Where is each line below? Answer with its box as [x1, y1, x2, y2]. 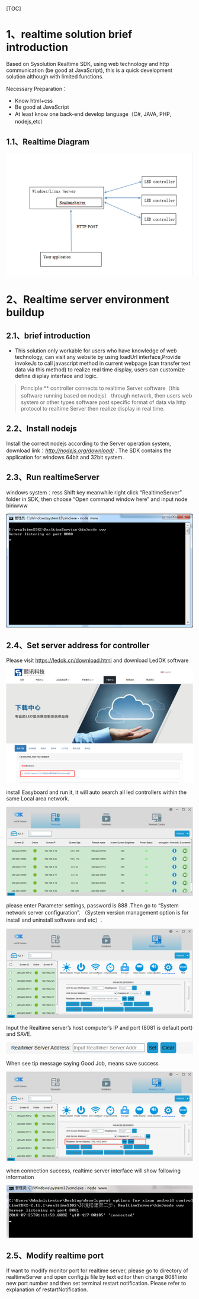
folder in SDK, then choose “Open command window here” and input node [6, 496, 188, 503]
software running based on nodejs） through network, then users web [20, 392, 192, 399]
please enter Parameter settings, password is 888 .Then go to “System [6, 902, 179, 909]
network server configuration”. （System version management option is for [6, 909, 189, 916]
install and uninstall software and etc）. [6, 916, 102, 923]
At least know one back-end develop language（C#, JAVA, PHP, [14, 110, 172, 118]
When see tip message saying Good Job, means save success [6, 1060, 159, 1067]
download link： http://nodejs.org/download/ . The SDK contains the [6, 447, 172, 454]
